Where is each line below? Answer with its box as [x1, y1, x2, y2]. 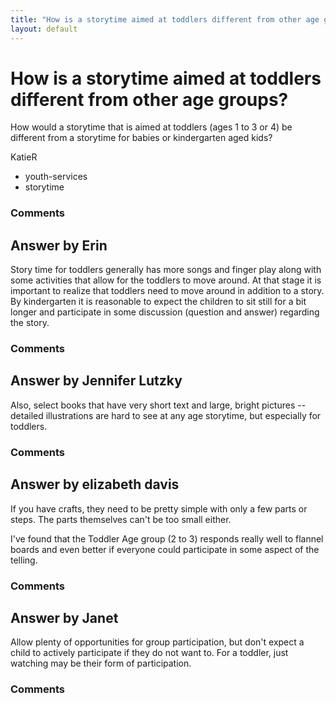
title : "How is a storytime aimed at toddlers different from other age [10, 14, 320, 25]
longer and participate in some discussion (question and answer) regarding [10, 306, 320, 318]
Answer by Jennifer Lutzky [10, 372, 183, 390]
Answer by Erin [10, 237, 108, 254]
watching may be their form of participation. [10, 657, 192, 670]
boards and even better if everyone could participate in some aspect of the [10, 543, 320, 555]
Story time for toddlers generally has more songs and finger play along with [10, 264, 322, 276]
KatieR [10, 151, 38, 163]
